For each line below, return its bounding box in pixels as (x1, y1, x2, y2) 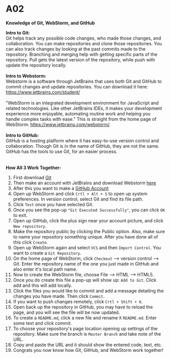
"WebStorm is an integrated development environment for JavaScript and (6, 100, 159, 106)
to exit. (13, 212, 28, 218)
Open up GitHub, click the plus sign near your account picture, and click (13, 217, 163, 223)
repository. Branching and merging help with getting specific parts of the (6, 51, 157, 57)
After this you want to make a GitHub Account (13, 185, 109, 191)
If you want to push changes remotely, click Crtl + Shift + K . (13, 298, 143, 305)
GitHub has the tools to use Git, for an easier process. (6, 148, 118, 154)
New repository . (13, 223, 47, 229)
